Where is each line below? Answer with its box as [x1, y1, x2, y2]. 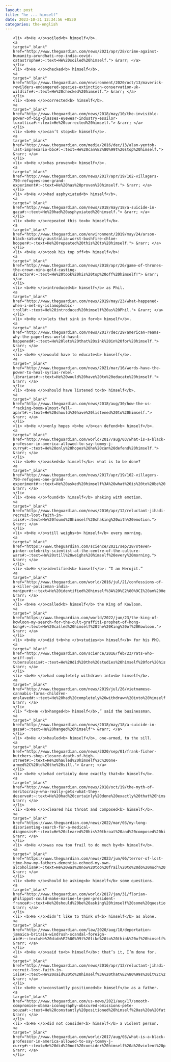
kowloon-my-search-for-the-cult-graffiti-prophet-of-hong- [12, 620, 141, 625]
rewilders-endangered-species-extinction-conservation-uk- [12, 85, 141, 90]
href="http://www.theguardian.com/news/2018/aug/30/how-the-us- [12, 401, 152, 407]
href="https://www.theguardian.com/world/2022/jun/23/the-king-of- [12, 615, 159, 621]
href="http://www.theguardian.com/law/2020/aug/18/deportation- [12, 927, 152, 933]
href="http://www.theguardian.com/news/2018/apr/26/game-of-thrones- [12, 263, 164, 268]
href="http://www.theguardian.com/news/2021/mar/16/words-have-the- [12, 365, 161, 371]
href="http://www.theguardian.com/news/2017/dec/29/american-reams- [12, 330, 161, 335]
